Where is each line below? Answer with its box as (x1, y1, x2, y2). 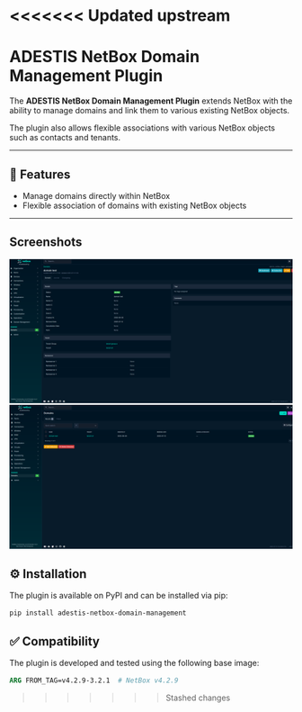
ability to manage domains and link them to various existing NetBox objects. (9, 105, 290, 116)
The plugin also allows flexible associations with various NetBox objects (9, 122, 276, 133)
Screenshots (9, 235, 83, 250)
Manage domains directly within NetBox (22, 190, 171, 201)
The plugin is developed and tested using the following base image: (9, 658, 260, 669)
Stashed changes (165, 692, 231, 703)
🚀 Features (9, 167, 71, 182)
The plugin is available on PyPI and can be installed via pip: (9, 590, 228, 601)
